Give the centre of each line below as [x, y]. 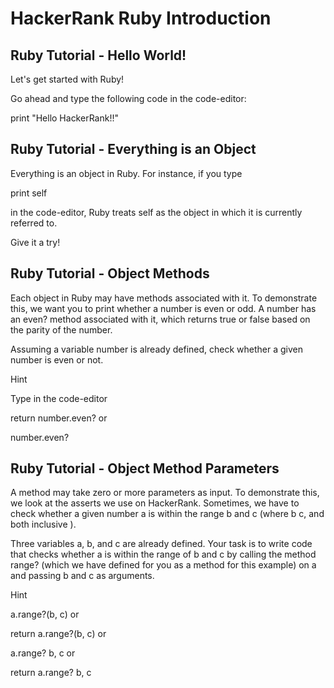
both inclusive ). [43, 524]
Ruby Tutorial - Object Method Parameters [145, 468]
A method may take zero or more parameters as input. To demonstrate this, [165, 493]
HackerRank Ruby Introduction [141, 18]
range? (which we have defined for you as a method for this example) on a [163, 565]
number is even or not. [57, 359]
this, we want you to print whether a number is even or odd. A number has [163, 308]
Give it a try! [35, 242]
